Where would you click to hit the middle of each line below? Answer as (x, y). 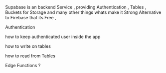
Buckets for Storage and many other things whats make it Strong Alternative (83, 12)
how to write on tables (28, 46)
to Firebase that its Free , (31, 18)
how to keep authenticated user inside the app (53, 37)
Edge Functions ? (23, 65)
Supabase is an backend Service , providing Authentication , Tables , (76, 7)
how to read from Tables (30, 56)
